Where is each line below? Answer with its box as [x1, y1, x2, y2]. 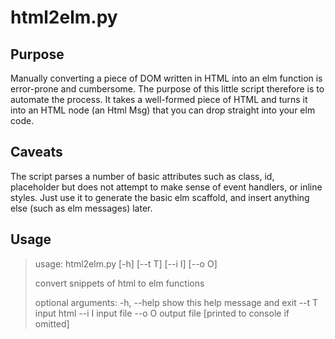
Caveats [10, 144, 63, 161]
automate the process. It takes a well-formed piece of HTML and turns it [10, 94, 308, 105]
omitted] [34, 317, 70, 330]
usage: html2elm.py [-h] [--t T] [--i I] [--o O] [34, 257, 218, 270]
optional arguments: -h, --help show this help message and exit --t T [34, 296, 319, 308]
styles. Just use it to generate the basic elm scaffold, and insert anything [10, 191, 310, 203]
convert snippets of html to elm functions [34, 277, 205, 289]
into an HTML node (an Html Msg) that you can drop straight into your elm [10, 104, 316, 116]
